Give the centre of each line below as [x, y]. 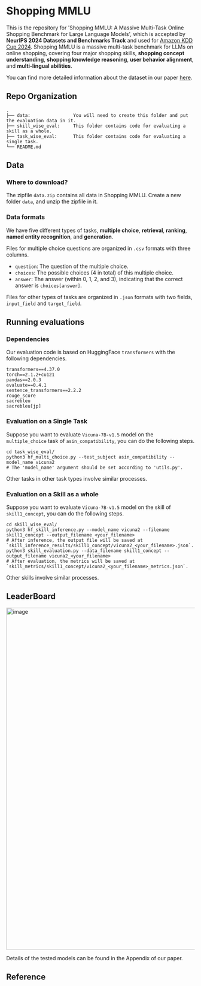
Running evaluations [45, 322]
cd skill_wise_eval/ [32, 525]
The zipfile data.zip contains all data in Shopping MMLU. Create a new [94, 195]
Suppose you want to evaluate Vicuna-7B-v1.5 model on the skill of [89, 507]
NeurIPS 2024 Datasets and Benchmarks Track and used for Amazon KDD [100, 40]
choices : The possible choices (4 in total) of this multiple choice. [94, 272]
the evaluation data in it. [41, 120]
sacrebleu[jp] [24, 406]
